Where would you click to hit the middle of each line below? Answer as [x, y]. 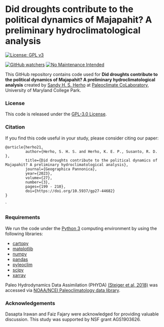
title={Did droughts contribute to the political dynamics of [91, 160]
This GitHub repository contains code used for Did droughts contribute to [81, 74]
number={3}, [38, 182]
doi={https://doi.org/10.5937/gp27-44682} [70, 191]
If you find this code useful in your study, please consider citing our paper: [82, 138]
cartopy [20, 243]
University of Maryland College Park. [43, 90]
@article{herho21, [24, 147]
